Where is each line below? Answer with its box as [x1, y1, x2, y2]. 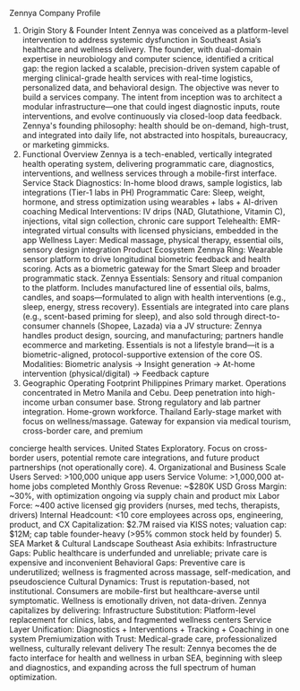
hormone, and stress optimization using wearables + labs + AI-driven [21, 197, 278, 207]
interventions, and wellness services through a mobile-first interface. [21, 168, 278, 179]
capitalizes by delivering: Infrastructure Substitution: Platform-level [9, 605, 257, 616]
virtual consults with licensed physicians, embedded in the [62, 225, 279, 236]
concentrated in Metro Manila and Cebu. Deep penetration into [21, 388, 254, 398]
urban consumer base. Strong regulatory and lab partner [52, 397, 261, 407]
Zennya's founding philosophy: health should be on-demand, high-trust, [21, 120, 289, 131]
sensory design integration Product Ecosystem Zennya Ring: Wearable [21, 244, 284, 255]
